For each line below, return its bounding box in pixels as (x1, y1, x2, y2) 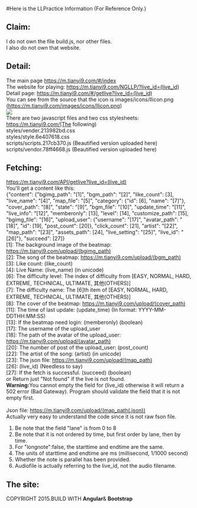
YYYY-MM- (138, 306, 166, 313)
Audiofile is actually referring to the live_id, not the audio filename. (14, 462, 176, 470)
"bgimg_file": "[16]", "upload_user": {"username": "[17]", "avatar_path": (6, 216, 179, 224)
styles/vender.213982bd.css (6, 127, 76, 134)
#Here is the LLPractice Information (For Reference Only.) (6, 5, 147, 12)
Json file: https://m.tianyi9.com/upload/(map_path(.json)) (6, 407, 146, 414)
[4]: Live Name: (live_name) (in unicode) (6, 266, 104, 274)
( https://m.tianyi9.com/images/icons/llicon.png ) (6, 102, 122, 109)
